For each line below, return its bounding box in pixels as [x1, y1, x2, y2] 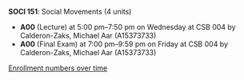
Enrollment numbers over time [8, 63, 108, 73]
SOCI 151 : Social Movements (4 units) [8, 7, 132, 16]
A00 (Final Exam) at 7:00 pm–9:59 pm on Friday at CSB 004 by [19, 39, 229, 49]
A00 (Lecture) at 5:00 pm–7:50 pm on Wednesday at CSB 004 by [19, 22, 236, 31]
